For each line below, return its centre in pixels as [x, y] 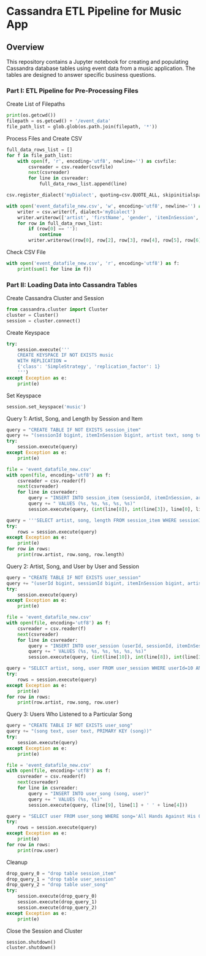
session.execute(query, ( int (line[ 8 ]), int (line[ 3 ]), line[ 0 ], [111, 509]
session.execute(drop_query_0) [57, 896]
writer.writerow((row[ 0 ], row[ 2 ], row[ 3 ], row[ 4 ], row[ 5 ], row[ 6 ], [116, 241]
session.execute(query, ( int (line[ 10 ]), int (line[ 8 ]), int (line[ [114, 657]
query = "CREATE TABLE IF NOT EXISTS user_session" [74, 577]
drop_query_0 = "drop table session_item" [61, 873]
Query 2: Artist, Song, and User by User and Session [73, 566]
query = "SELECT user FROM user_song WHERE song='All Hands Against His [101, 816]
